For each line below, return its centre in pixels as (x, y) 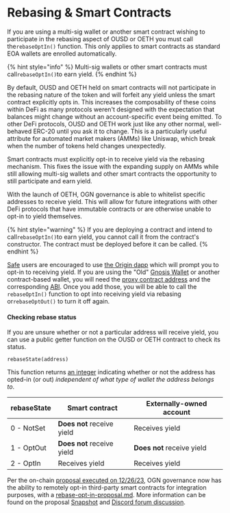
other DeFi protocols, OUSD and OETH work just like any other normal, (107, 124)
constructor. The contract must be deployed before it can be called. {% (107, 244)
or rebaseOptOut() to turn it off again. (59, 301)
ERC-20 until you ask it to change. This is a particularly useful (120, 131)
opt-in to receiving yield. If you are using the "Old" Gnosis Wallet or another (114, 272)
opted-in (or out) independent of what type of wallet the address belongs (111, 380)
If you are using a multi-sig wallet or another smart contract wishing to (106, 32)
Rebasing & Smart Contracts (89, 13)
